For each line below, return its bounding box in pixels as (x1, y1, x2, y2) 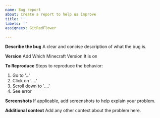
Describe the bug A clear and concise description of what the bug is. (5, 44, 147, 50)
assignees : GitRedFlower (5, 26, 56, 31)
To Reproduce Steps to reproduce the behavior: (5, 63, 103, 69)
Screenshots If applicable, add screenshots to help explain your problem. (5, 98, 156, 104)
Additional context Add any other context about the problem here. (5, 108, 141, 114)
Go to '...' (12, 72, 31, 78)
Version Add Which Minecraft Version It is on (5, 53, 98, 59)
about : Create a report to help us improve (5, 12, 97, 17)
